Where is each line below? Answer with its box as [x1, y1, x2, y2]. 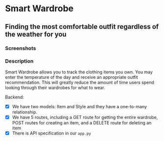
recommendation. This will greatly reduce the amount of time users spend [5, 79, 154, 85]
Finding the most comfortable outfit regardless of [5, 23, 159, 31]
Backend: [5, 94, 24, 100]
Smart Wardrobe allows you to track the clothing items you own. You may [5, 69, 153, 75]
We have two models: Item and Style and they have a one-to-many [12, 103, 147, 109]
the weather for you [5, 30, 67, 38]
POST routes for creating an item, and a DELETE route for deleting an [12, 119, 152, 125]
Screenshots [5, 45, 36, 51]
